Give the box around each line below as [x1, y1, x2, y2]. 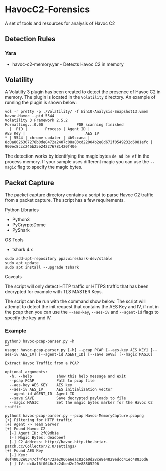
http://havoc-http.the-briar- [45, 439, 108, 444]
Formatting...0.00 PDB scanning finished [5, 122, 124, 127]
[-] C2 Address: [9, 439, 43, 444]
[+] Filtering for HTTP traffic [5, 417, 72, 422]
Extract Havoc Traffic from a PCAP [5, 360, 79, 366]
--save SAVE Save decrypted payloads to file [9, 395, 126, 401]
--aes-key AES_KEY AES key [9, 382, 72, 387]
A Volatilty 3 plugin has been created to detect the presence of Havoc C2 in [5, 89, 161, 95]
